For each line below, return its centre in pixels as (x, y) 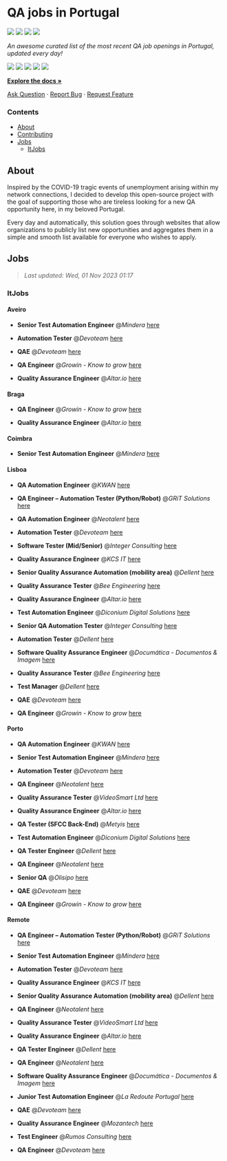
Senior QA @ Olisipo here (53, 877)
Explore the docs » (34, 81)
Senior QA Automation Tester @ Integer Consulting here (97, 625)
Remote (19, 920)
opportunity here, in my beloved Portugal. (66, 209)
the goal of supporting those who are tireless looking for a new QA (101, 202)
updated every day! (35, 53)
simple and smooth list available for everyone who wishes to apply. (102, 237)
